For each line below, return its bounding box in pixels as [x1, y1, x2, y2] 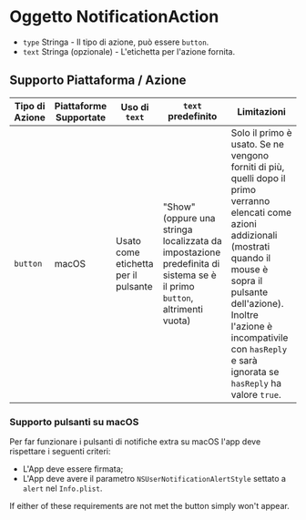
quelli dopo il [230, 171, 286, 184]
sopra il [230, 274, 263, 287]
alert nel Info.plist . [22, 483, 103, 494]
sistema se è [162, 269, 217, 281]
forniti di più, [230, 160, 285, 173]
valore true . [230, 388, 282, 401]
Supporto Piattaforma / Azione [9, 73, 187, 88]
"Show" [162, 200, 196, 213]
